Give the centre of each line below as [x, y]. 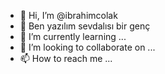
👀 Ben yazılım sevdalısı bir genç [85, 26]
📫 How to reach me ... [66, 58]
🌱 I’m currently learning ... [73, 36]
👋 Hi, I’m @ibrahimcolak [68, 15]
